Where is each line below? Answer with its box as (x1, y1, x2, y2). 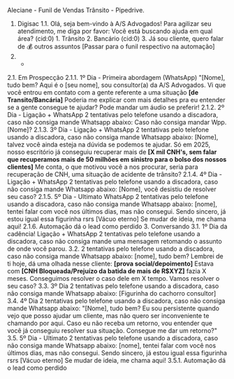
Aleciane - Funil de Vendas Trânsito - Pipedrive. (7, 6, 145, 14)
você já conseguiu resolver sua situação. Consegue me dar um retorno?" (7, 326, 218, 335)
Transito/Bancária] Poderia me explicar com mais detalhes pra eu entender (7, 96, 226, 104)
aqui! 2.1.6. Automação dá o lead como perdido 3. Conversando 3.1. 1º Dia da (7, 222, 228, 230)
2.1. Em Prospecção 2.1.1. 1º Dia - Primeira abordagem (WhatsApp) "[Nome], (7, 74, 226, 81)
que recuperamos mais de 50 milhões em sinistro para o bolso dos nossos (7, 156, 227, 163)
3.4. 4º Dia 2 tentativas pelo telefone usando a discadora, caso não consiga (7, 297, 226, 305)
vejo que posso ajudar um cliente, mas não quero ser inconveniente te (7, 312, 210, 319)
